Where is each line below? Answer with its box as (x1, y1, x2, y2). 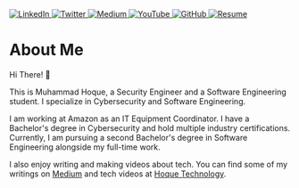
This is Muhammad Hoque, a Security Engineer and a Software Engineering (9, 86, 287, 97)
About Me (9, 40, 84, 61)
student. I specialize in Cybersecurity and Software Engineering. (9, 95, 246, 106)
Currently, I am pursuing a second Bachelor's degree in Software (9, 132, 248, 143)
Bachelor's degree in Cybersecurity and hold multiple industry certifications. (9, 122, 291, 133)
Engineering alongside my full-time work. (9, 142, 161, 152)
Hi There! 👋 (9, 69, 51, 79)
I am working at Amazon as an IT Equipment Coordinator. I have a (9, 113, 250, 124)
